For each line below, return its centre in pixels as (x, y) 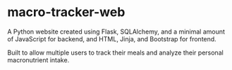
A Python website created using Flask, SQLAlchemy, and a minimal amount (116, 31)
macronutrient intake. (38, 59)
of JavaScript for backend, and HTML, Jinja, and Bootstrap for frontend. (112, 38)
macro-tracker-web (66, 12)
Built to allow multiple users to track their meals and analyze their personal (115, 52)
